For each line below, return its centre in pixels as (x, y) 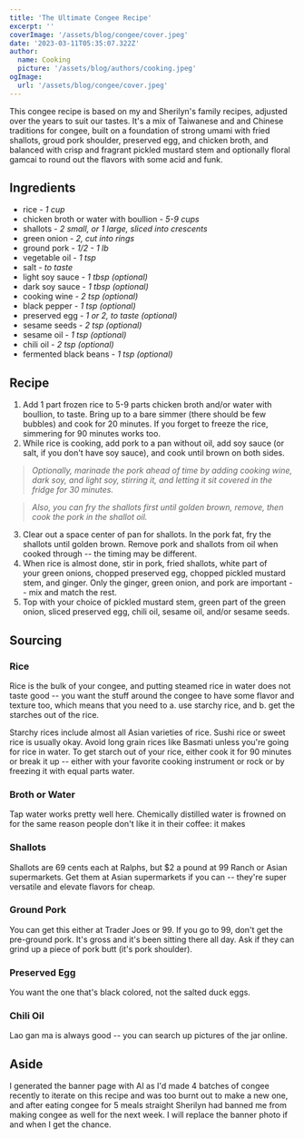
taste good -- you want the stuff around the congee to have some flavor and (152, 695)
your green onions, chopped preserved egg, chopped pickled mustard (154, 574)
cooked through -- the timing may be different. (110, 554)
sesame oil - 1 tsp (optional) (74, 335)
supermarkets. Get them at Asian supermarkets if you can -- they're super (148, 877)
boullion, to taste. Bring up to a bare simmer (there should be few (144, 415)
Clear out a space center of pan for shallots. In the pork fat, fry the (147, 535)
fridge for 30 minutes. (72, 490)
